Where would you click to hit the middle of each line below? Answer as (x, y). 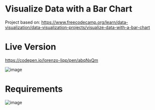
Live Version (31, 47)
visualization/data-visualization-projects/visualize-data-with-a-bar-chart (77, 27)
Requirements (34, 89)
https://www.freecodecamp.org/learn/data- (85, 22)
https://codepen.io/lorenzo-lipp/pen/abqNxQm (52, 60)
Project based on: (23, 22)
